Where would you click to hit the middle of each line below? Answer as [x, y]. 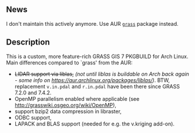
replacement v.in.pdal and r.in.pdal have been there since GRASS [97, 86]
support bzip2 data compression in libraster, [68, 111]
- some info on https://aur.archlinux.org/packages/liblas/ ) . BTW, [92, 80]
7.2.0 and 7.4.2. [33, 93]
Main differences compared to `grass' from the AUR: [70, 62]
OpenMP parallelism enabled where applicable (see [77, 98]
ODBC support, [33, 117]
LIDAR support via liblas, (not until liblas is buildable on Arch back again [102, 74]
